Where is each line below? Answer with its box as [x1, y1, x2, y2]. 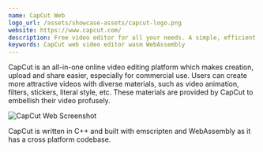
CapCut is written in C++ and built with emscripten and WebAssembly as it [8, 127, 251, 136]
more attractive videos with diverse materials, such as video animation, [8, 80, 239, 89]
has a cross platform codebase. [8, 135, 111, 144]
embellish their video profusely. [8, 96, 111, 106]
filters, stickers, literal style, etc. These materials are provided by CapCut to [8, 87, 254, 97]
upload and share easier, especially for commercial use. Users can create [8, 71, 247, 80]
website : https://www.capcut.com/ [8, 26, 122, 34]
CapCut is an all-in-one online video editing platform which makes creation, [8, 62, 254, 72]
